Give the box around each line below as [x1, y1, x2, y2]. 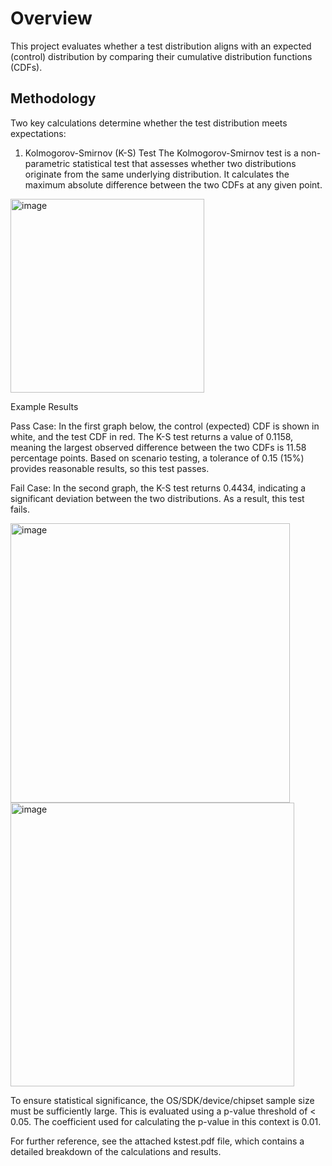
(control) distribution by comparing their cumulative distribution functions [10, 50, 313, 62]
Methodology [10, 90, 97, 107]
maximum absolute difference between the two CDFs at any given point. [24, 178, 323, 191]
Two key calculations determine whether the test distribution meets [10, 117, 288, 129]
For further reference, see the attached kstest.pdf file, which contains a [10, 1135, 305, 1147]
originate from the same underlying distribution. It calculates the [24, 168, 290, 180]
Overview [10, 7, 93, 30]
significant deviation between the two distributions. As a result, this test [10, 492, 305, 504]
